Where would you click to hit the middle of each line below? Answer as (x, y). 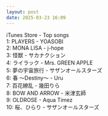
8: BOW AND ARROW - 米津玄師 (46, 93)
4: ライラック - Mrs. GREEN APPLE (50, 63)
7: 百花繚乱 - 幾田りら (33, 85)
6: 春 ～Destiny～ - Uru (35, 78)
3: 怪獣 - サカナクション (36, 55)
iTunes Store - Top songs (38, 35)
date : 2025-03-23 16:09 (36, 18)
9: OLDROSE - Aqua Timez (40, 100)
